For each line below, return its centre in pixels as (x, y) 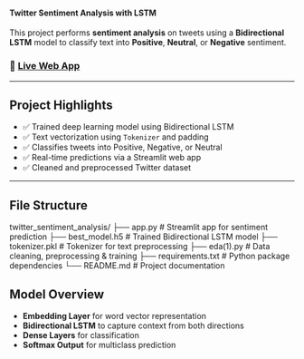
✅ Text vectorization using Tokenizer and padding (116, 137)
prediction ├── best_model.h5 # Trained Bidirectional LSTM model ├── (143, 237)
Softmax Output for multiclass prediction (99, 344)
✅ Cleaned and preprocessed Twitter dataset (107, 168)
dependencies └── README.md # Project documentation (117, 266)
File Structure (48, 205)
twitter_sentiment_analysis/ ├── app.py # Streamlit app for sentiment (139, 228)
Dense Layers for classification (81, 335)
